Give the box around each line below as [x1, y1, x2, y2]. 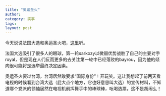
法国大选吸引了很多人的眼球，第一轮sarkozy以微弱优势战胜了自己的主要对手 [5, 50, 160, 56]
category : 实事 [5, 16, 35, 21]
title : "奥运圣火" [5, 7, 41, 12]
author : [5, 12, 21, 17]
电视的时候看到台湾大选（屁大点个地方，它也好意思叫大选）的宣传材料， [5, 80, 153, 86]
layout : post [5, 26, 32, 31]
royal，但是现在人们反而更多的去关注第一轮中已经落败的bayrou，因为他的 [5, 56, 156, 62]
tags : [5, 21, 16, 26]
